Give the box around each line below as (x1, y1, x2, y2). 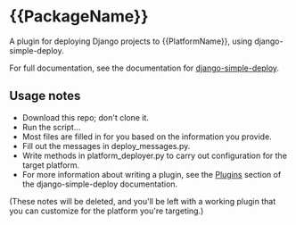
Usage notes (9, 88, 81, 104)
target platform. (21, 159, 80, 171)
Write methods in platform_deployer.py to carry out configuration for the (21, 150, 288, 161)
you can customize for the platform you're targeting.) (9, 205, 204, 216)
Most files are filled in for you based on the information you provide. (21, 131, 272, 142)
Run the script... (21, 121, 81, 132)
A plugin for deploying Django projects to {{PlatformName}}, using (9, 36, 252, 46)
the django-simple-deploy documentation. (21, 179, 178, 189)
